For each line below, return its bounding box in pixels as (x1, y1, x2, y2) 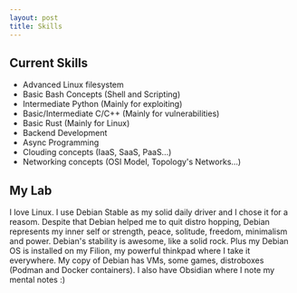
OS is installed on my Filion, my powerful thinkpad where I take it (9, 246, 251, 257)
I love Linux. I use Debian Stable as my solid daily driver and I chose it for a (9, 207, 288, 218)
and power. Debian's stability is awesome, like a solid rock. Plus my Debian (9, 236, 289, 247)
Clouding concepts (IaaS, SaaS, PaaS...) (22, 147, 172, 158)
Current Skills (9, 55, 89, 71)
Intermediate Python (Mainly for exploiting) (22, 99, 183, 110)
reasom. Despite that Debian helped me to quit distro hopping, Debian (9, 217, 270, 228)
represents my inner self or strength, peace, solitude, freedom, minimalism (9, 226, 288, 237)
